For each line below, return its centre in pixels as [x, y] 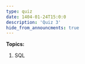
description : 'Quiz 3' [33, 22]
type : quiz [19, 11]
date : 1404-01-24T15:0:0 [36, 17]
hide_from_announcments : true [43, 28]
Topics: [15, 44]
